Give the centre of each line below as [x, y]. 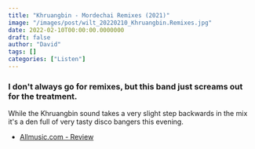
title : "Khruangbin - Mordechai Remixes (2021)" [89, 15]
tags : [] [22, 52]
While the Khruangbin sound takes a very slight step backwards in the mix [128, 114]
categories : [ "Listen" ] [47, 60]
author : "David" [35, 45]
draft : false [29, 37]
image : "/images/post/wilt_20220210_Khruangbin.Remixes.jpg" [110, 23]
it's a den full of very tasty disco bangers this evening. [96, 122]
